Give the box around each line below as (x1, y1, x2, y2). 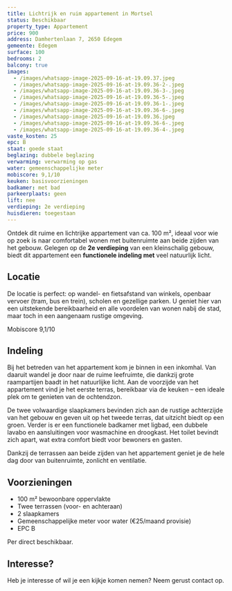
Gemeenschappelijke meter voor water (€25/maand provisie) (17, 517, 192, 525)
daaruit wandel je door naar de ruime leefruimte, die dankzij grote (7, 371, 194, 379)
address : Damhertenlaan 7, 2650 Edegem (7, 36, 123, 43)
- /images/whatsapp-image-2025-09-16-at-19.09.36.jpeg (13, 113, 175, 120)
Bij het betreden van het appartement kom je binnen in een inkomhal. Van (7, 363, 217, 371)
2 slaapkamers (17, 510, 60, 518)
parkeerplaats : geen (7, 191, 67, 197)
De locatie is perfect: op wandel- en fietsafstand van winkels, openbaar (7, 289, 211, 298)
